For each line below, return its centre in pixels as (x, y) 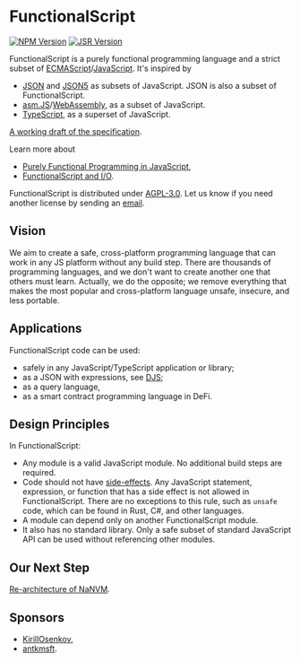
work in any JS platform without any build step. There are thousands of (140, 262)
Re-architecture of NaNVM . (60, 589)
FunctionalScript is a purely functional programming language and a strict (145, 58)
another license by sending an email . (77, 203)
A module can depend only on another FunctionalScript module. (140, 520)
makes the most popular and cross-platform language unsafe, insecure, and (150, 291)
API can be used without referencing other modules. (119, 539)
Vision (28, 231)
